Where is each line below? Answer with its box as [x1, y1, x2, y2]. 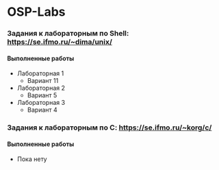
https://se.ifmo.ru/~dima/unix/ [7, 37, 113, 47]
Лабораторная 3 [16, 99, 66, 107]
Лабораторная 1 [16, 69, 64, 77]
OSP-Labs [7, 4, 66, 20]
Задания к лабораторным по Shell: [7, 29, 129, 38]
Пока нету [16, 155, 47, 163]
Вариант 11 [27, 77, 59, 85]
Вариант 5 [27, 91, 57, 99]
